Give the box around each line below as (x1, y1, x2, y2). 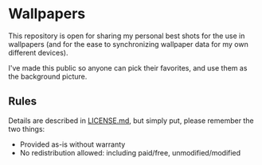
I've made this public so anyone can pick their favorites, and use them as (8, 63, 248, 72)
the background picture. (8, 71, 88, 81)
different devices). (8, 48, 68, 57)
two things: (8, 124, 45, 133)
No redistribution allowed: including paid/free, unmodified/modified (19, 148, 241, 157)
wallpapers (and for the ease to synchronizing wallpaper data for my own (8, 39, 248, 48)
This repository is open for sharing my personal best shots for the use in (8, 31, 245, 40)
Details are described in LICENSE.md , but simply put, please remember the (8, 116, 254, 125)
